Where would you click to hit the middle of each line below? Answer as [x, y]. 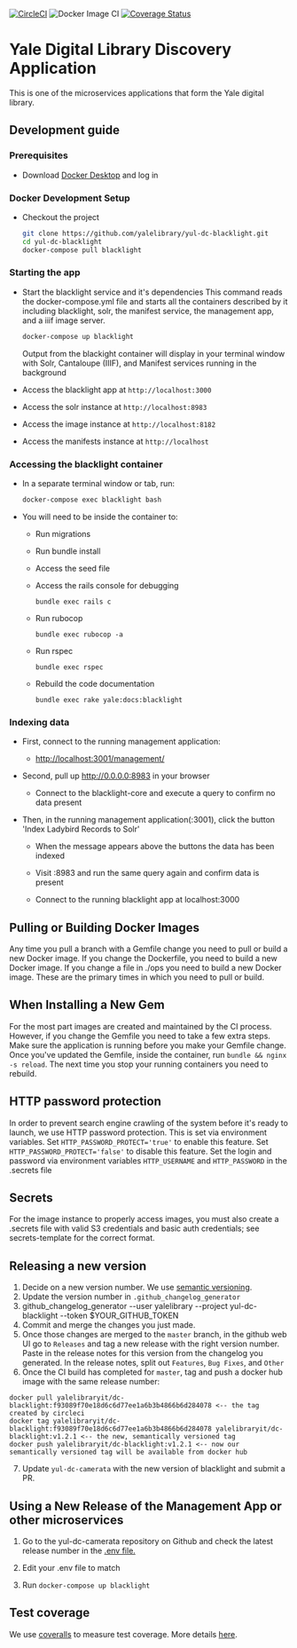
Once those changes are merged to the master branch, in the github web [154, 1335]
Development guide [65, 130]
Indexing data [39, 721]
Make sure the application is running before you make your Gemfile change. [148, 1045]
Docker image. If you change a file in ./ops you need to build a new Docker [145, 968]
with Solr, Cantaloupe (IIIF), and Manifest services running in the [139, 363]
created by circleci [47, 1414]
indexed [50, 856]
